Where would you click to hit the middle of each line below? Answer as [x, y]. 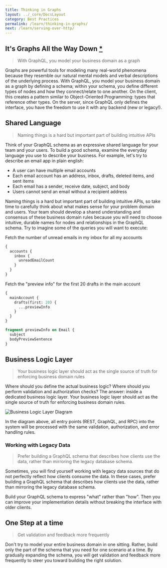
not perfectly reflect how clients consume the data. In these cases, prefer [81, 476]
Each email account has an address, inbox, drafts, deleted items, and [83, 176]
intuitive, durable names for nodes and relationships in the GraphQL [75, 222]
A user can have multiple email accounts [54, 170]
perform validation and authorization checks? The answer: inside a [74, 392]
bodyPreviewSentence [31, 339]
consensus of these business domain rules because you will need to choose [83, 217]
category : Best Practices [32, 19]
